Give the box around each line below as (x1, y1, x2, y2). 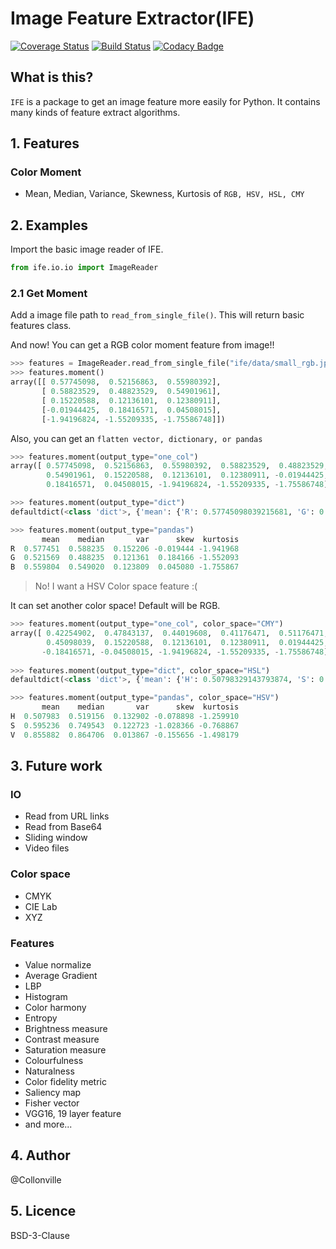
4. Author (10, 1147, 71, 1164)
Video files (24, 842, 70, 854)
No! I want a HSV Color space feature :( (34, 580, 198, 592)
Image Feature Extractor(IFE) (10, 7, 255, 30)
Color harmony (24, 1001, 87, 1013)
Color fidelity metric (24, 1075, 107, 1087)
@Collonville (10, 1173, 62, 1186)
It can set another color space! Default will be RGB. (10, 600, 221, 612)
